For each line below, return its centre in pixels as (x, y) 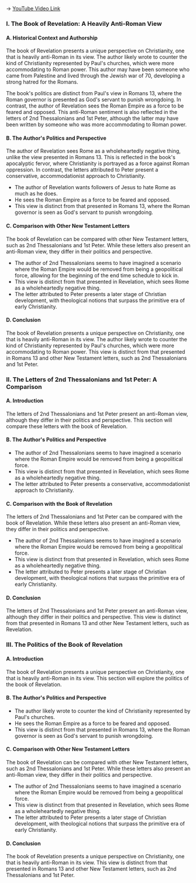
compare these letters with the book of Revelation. (67, 426)
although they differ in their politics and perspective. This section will (89, 420)
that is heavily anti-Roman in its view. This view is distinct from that (87, 862)
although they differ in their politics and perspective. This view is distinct (94, 617)
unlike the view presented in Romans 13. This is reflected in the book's (91, 157)
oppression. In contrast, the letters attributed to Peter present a (82, 170)
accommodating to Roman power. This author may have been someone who (98, 69)
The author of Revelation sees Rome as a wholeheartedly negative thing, (94, 151)
